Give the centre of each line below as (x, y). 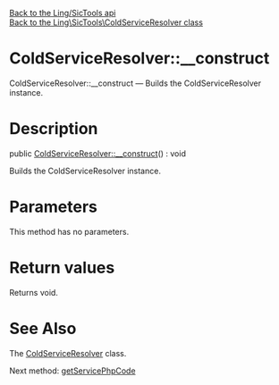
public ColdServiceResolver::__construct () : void (97, 153)
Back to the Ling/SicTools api (63, 13)
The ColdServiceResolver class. (68, 353)
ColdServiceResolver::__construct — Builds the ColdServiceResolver (135, 83)
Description (54, 129)
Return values (62, 268)
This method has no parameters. (69, 231)
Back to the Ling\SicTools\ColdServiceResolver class (106, 22)
